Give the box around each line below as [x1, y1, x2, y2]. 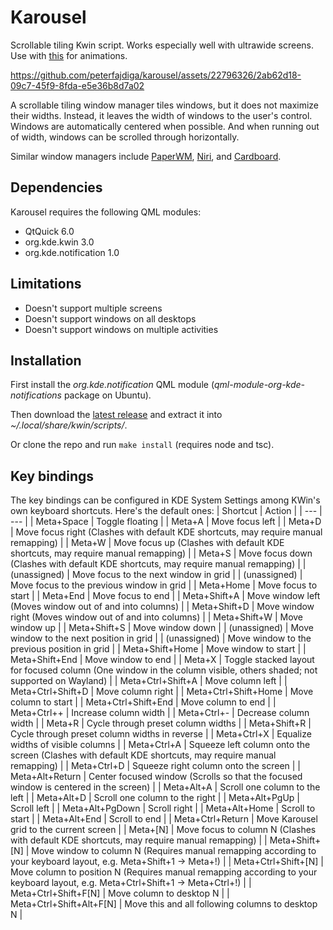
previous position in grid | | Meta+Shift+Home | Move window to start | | [10, 643, 307, 655]
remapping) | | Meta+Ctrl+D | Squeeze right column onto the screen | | [10, 760, 302, 772]
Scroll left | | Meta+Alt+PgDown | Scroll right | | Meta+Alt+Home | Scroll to [10, 802, 316, 815]
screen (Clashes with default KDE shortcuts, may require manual [10, 749, 277, 761]
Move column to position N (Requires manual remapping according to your [10, 866, 318, 878]
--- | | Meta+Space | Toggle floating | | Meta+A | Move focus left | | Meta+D [10, 516, 322, 528]
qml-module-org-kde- [214, 379, 306, 391]
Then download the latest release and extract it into [10, 409, 223, 421]
